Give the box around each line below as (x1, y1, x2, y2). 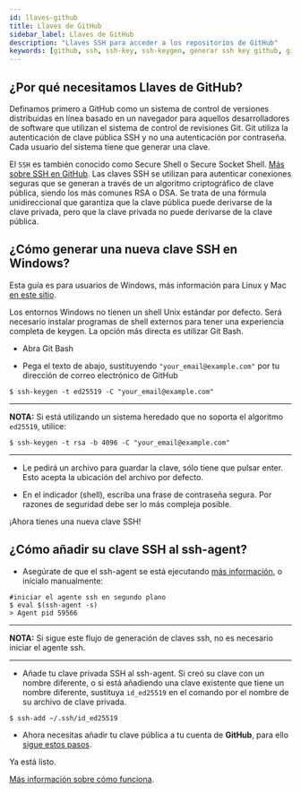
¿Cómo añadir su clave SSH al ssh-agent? (9, 542, 248, 557)
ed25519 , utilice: (9, 420, 67, 431)
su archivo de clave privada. (21, 696, 127, 707)
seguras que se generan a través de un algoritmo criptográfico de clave (9, 177, 274, 188)
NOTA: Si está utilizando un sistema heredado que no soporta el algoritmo (9, 411, 284, 422)
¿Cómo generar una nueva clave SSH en (9, 242, 237, 257)
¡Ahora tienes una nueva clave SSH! (9, 516, 142, 527)
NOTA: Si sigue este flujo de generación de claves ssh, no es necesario (9, 633, 273, 643)
